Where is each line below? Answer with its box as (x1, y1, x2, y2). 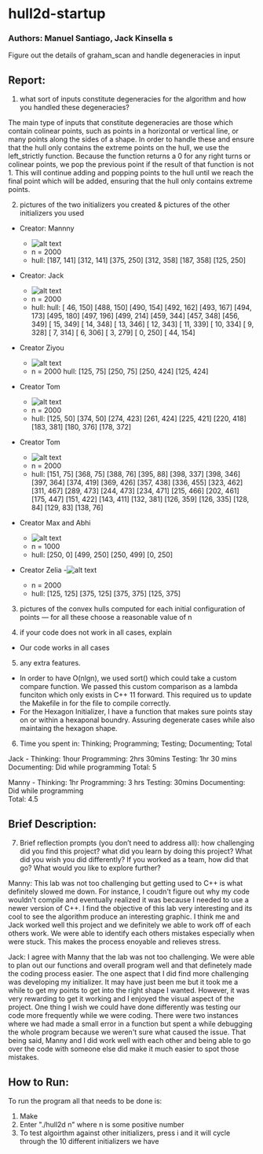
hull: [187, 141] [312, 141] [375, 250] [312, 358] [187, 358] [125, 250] (31, 256, 246, 265)
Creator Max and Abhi (19, 518, 91, 528)
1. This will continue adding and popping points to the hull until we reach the (8, 168, 254, 178)
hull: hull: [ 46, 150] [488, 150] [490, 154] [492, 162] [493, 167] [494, (31, 303, 252, 312)
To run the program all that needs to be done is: (8, 1096, 163, 1105)
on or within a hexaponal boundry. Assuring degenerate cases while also (19, 715, 255, 724)
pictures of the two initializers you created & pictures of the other (19, 200, 230, 209)
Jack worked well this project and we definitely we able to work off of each (8, 920, 251, 930)
